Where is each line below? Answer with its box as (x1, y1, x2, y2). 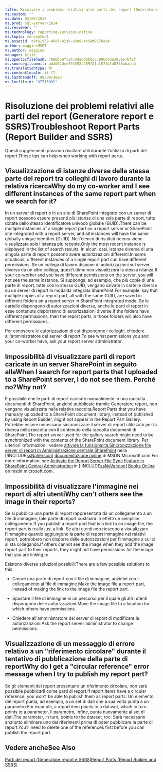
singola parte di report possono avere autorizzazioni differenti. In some (5, 251, 146, 257)
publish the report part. (5, 729, 52, 735)
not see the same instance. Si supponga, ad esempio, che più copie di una (5, 277, 154, 283)
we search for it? (5, 197, 57, 205)
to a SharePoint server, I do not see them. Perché (5, 375, 156, 383)
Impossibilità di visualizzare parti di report (5, 352, 136, 360)
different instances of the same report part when (5, 189, 156, 197)
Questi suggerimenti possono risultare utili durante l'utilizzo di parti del (5, 147, 147, 153)
